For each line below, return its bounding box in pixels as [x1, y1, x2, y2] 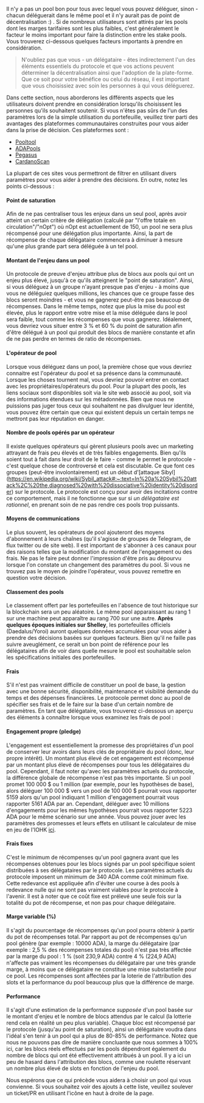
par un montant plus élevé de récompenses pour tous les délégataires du [6, 761, 190, 768]
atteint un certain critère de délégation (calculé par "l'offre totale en [6, 217, 176, 224]
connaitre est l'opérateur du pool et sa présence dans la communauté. [6, 370, 183, 377]
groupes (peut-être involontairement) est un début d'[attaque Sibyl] [6, 468, 175, 476]
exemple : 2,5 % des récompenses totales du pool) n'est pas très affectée [6, 946, 192, 954]
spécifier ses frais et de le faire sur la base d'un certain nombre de [6, 700, 174, 708]
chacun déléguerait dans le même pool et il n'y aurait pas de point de [6, 12, 180, 19]
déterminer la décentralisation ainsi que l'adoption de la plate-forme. [21, 69, 194, 76]
